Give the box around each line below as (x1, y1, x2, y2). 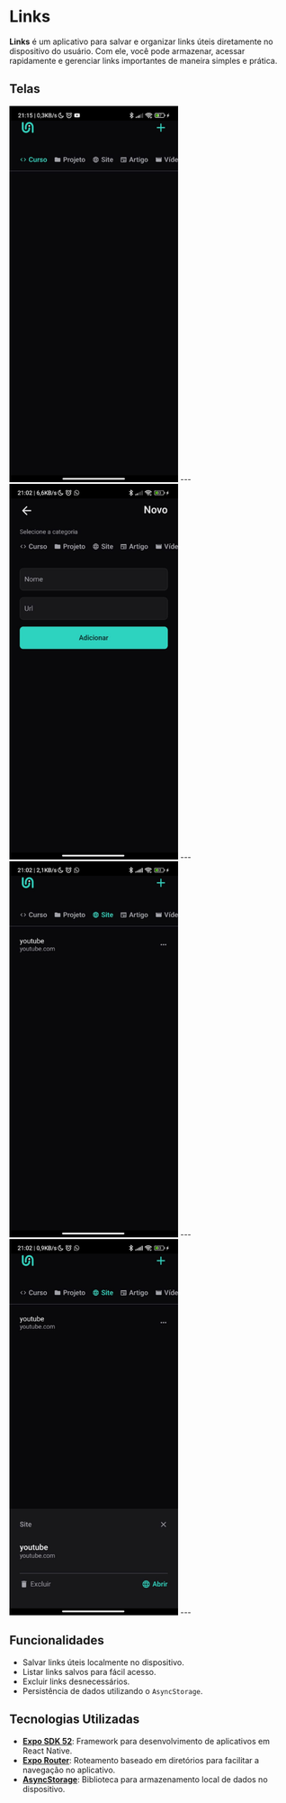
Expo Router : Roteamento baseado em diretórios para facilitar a (22, 1754, 259, 1765)
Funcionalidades (9, 1633, 105, 1648)
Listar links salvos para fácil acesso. (22, 1666, 156, 1677)
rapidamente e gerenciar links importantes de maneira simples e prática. (9, 55, 278, 66)
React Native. (22, 1745, 73, 1756)
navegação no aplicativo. (22, 1764, 116, 1775)
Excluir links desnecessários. (22, 1676, 130, 1687)
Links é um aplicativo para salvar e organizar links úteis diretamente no (9, 36, 273, 47)
